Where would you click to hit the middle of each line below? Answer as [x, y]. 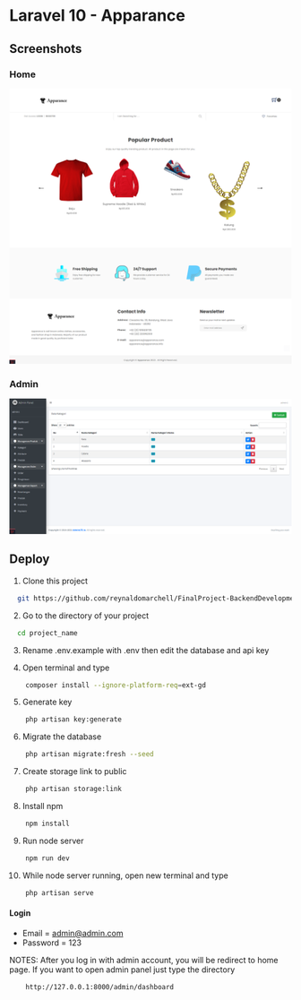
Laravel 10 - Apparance [97, 16]
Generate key [47, 702]
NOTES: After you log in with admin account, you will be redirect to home [144, 960]
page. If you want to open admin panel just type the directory [122, 970]
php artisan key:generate [74, 720]
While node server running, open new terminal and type [125, 875]
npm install [47, 824]
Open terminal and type [66, 668]
